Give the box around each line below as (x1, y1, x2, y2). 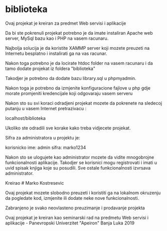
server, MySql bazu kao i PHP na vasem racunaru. (5, 35, 109, 41)
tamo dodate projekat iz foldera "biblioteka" (5, 65, 95, 71)
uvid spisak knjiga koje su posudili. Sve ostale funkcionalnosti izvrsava (5, 165, 151, 171)
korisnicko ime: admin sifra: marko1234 (5, 144, 86, 150)
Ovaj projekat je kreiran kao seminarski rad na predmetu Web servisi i (5, 214, 149, 220)
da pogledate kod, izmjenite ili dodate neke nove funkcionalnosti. (5, 195, 139, 201)
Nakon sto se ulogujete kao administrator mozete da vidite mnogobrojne (5, 154, 154, 160)
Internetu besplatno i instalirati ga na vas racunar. (5, 50, 107, 56)
